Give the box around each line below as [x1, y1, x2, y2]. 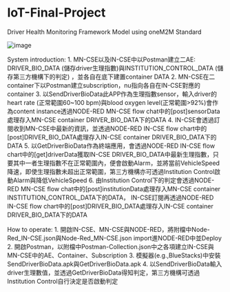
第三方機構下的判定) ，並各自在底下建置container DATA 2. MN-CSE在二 [12, 72, 216, 81]
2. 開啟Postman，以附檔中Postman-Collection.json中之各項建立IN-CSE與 [7, 242, 215, 251]
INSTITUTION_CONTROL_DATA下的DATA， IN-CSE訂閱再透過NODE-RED [7, 193, 214, 202]
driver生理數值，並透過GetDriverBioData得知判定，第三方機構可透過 [7, 268, 200, 277]
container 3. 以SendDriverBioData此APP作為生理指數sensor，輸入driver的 [7, 90, 217, 98]
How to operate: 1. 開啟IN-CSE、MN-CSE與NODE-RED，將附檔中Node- [7, 225, 210, 233]
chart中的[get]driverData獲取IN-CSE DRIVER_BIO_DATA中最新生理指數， [7, 150, 213, 158]
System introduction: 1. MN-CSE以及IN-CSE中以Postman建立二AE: [7, 55, 196, 64]
